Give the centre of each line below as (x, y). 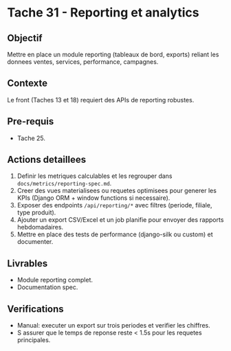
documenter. (35, 242)
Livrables (27, 263)
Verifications (35, 309)
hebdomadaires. (40, 227)
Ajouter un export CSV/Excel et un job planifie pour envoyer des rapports (120, 220)
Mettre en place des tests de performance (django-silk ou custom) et (115, 234)
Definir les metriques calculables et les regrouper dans (95, 176)
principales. (34, 340)
